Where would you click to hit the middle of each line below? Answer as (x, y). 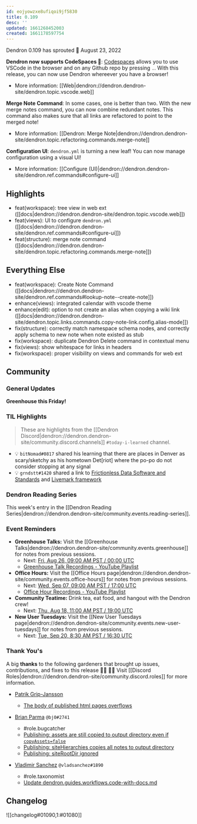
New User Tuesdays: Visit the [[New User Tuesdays (78, 617)
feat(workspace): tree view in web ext (61, 207)
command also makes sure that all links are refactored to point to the (89, 116)
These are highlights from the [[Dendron (69, 429)
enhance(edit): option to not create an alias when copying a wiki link (97, 309)
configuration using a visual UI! (44, 157)
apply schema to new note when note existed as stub (79, 334)
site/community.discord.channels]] (63, 442)
